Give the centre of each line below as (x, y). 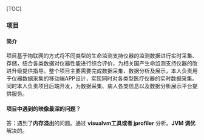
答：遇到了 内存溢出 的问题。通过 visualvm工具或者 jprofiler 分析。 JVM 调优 (101, 123)
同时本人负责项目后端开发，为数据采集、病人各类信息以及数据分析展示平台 (99, 86)
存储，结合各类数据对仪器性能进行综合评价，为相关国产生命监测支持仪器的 (99, 64)
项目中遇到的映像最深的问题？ (43, 108)
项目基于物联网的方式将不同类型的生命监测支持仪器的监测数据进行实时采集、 (102, 56)
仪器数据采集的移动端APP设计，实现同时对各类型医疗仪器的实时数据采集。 (104, 79)
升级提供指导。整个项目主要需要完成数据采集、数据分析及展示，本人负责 (102, 71)
